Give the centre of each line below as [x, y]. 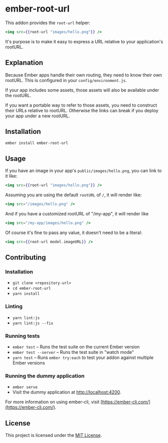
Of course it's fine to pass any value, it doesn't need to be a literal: [74, 233]
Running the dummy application [45, 376]
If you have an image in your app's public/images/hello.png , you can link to [83, 171]
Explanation [24, 63]
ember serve [25, 387]
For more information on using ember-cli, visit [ [54, 402]
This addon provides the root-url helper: [48, 23]
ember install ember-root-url [37, 143]
